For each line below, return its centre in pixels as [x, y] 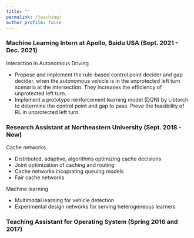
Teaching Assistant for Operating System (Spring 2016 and [92, 222]
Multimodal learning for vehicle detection [64, 200]
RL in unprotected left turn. [47, 112]
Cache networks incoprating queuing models [69, 171]
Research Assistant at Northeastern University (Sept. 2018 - [94, 127]
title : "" [18, 11]
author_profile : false [34, 22]
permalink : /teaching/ [34, 17]
